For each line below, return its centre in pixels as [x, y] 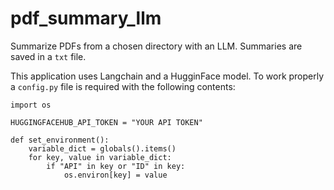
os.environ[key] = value [115, 175]
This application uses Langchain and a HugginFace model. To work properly [167, 76]
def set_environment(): [60, 140]
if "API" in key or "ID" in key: [116, 166]
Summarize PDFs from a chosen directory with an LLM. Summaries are [156, 46]
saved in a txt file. [48, 56]
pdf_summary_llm [86, 18]
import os [31, 105]
